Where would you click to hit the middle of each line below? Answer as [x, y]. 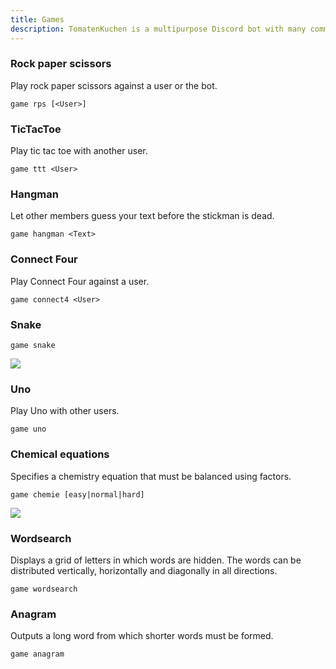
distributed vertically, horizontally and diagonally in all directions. [144, 570]
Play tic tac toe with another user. [79, 151]
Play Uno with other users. [65, 411]
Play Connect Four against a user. [80, 281]
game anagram [37, 654]
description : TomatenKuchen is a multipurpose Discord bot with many [158, 29]
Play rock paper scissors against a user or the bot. [114, 85]
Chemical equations [60, 454]
